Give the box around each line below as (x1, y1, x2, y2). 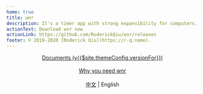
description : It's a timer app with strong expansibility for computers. (6, 20, 198, 26)
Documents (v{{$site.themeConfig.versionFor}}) (41, 54, 163, 61)
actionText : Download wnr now (6, 26, 84, 32)
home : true (6, 9, 34, 15)
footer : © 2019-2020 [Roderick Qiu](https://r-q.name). (6, 37, 151, 43)
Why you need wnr (79, 67, 126, 74)
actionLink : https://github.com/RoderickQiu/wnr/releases (6, 32, 157, 38)
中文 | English (85, 81, 120, 88)
